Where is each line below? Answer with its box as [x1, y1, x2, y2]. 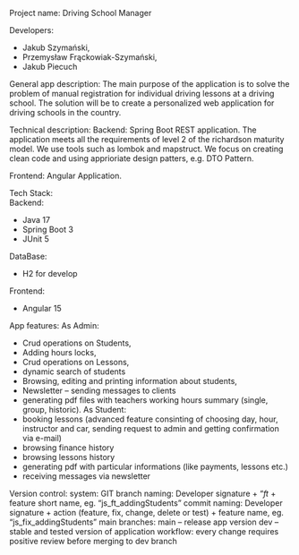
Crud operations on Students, [21, 337, 132, 348]
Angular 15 [21, 303, 63, 313]
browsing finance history [21, 442, 115, 453]
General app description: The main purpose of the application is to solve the [9, 79, 290, 89]
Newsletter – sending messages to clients [21, 385, 176, 396]
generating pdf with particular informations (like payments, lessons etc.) [21, 461, 289, 472]
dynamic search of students [21, 366, 126, 377]
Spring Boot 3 [21, 224, 74, 235]
